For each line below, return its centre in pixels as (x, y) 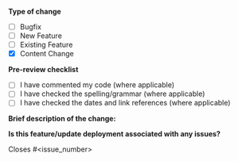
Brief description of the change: (62, 119)
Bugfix (31, 27)
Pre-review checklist (43, 70)
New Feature (41, 36)
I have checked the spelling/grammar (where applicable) (112, 94)
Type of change (35, 11)
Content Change (47, 54)
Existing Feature (46, 45)
